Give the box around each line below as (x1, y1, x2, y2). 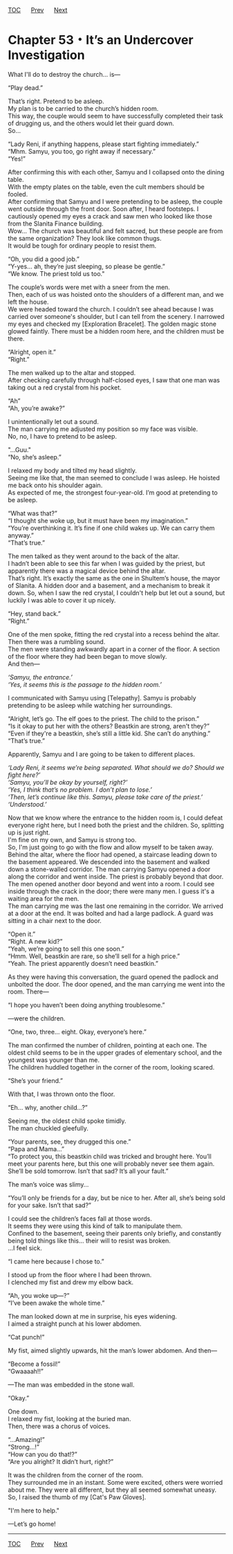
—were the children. (8, 1014, 66, 1023)
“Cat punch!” (8, 1333, 45, 1341)
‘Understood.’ (8, 800, 47, 808)
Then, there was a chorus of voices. (8, 1422, 111, 1430)
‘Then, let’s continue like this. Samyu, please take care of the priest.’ (8, 792, 203, 801)
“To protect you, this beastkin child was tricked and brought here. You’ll (8, 1152, 212, 1160)
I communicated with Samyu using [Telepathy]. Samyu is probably (8, 693, 196, 702)
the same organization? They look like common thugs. (8, 234, 162, 242)
